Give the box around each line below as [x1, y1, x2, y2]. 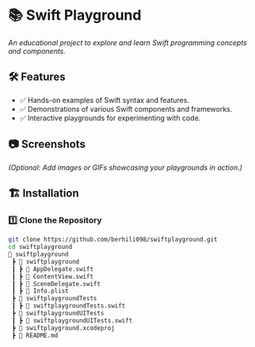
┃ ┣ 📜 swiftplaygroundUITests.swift [11, 316, 133, 325]
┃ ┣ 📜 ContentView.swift [11, 273, 93, 280]
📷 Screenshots [8, 138, 86, 151]
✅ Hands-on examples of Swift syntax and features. [19, 95, 190, 105]
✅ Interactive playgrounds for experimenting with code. [19, 112, 201, 123]
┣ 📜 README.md [11, 331, 59, 339]
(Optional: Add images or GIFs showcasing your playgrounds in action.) [8, 162, 243, 172]
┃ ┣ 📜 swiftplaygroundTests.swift [11, 302, 126, 310]
